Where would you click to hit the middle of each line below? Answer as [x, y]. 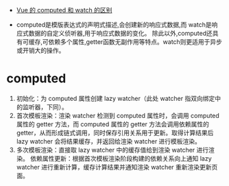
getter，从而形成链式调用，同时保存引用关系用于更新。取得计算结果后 [115, 132]
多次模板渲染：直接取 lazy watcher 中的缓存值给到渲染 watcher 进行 [112, 150]
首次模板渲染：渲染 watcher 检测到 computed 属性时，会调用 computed [118, 115]
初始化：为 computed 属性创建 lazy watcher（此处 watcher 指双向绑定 [116, 98]
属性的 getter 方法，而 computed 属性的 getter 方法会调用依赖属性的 [113, 124]
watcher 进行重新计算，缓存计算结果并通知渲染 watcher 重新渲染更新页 [117, 167]
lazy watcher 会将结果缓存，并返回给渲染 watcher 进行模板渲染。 [109, 141]
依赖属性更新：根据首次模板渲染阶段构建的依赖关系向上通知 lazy [121, 158]
